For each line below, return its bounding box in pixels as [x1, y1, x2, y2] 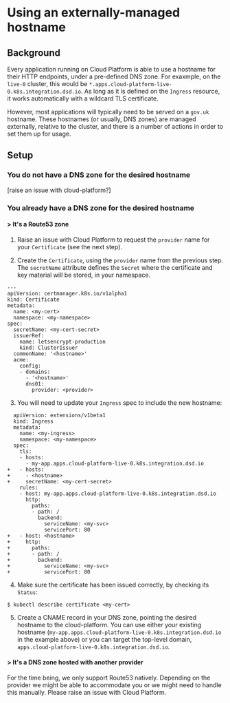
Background [7, 47, 60, 59]
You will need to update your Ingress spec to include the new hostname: [16, 398, 222, 407]
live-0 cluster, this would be [7, 80, 88, 87]
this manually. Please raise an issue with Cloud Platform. [7, 689, 167, 697]
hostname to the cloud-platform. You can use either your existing [16, 620, 202, 629]
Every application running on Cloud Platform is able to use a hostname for [7, 65, 216, 73]
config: [19, 362, 41, 369]
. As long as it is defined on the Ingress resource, [80, 87, 220, 95]
